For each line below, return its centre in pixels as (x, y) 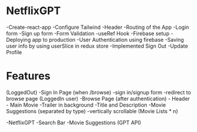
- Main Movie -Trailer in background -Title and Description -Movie (86, 105)
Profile (14, 52)
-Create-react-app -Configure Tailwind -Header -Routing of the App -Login (98, 27)
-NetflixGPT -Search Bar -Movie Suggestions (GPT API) (74, 123)
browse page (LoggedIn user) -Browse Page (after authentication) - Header (98, 98)
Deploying (19, 39)
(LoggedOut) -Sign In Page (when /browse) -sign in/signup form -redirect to (99, 92)
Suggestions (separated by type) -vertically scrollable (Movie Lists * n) (92, 111)
